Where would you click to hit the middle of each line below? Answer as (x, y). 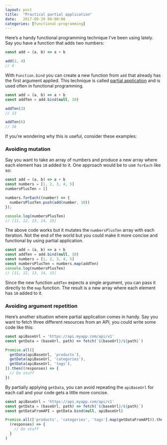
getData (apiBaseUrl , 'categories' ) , (47, 359)
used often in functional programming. (44, 86)
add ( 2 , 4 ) (15, 61)
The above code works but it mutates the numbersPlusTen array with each (80, 230)
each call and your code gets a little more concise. (57, 392)
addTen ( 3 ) (15, 108)
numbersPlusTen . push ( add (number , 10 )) (50, 202)
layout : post (19, 10)
